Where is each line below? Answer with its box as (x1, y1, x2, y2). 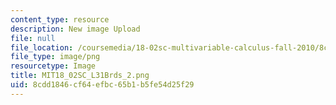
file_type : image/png (10, 52, 101, 62)
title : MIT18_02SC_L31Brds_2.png (10, 71, 150, 81)
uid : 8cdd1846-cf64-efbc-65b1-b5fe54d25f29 (10, 80, 195, 90)
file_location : (10, 42, 74, 53)
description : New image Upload (10, 24, 141, 34)
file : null (10, 33, 56, 43)
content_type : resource (10, 14, 110, 25)
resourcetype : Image (10, 61, 97, 71)
